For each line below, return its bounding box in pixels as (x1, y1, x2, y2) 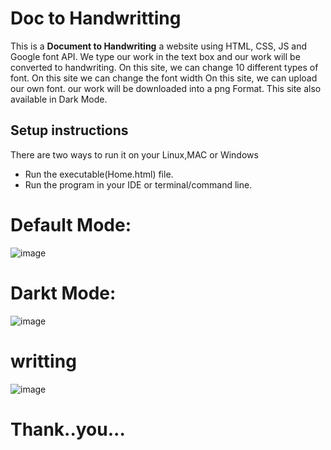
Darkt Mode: (10, 282, 117, 304)
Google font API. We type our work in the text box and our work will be (10, 50, 301, 62)
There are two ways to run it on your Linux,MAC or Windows (10, 148, 259, 161)
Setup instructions (10, 122, 129, 139)
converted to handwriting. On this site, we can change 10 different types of (10, 61, 319, 73)
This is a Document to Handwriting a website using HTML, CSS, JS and (10, 40, 308, 52)
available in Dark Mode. (10, 93, 108, 105)
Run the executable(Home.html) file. (24, 168, 174, 180)
